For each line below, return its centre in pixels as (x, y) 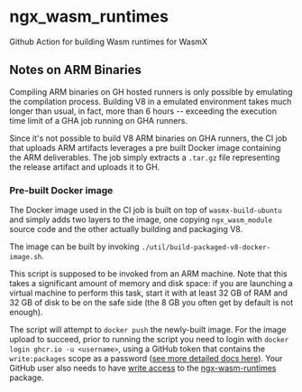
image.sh (26, 257)
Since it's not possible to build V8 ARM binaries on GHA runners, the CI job (148, 138)
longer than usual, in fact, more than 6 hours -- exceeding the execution (143, 111)
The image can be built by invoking (74, 247)
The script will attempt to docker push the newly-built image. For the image (148, 330)
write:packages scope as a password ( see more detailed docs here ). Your (146, 359)
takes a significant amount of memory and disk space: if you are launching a (151, 284)
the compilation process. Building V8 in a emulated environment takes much (151, 101)
